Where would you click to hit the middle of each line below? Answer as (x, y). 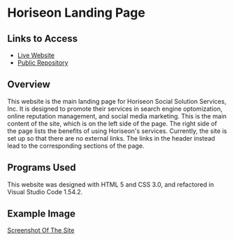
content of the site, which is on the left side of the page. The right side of (112, 123)
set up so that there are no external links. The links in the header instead (111, 138)
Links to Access (43, 39)
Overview (29, 85)
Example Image (41, 214)
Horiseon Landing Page (76, 13)
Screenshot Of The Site (41, 231)
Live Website (36, 55)
